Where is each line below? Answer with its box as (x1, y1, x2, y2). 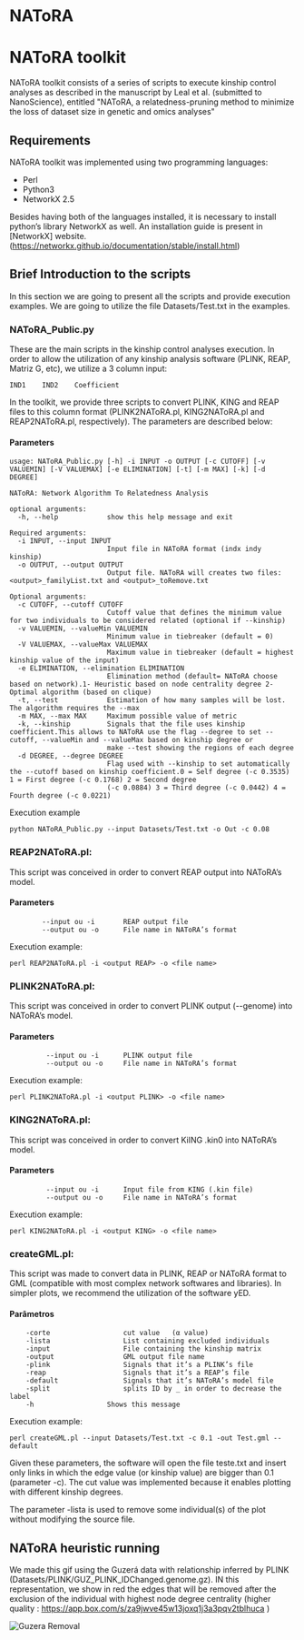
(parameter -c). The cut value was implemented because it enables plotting (9, 1477, 292, 1488)
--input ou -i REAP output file (42, 917, 189, 926)
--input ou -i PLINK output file (45, 1051, 193, 1061)
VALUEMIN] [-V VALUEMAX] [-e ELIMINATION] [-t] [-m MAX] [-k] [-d (9, 465, 266, 474)
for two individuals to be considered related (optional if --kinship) (9, 616, 286, 626)
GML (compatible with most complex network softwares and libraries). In (9, 1278, 282, 1289)
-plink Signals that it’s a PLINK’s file (25, 1361, 254, 1370)
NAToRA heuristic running (9, 1540, 161, 1555)
